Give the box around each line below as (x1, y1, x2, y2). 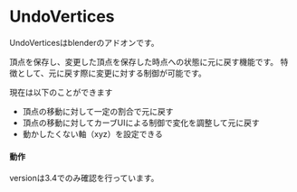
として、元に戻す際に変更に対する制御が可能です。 (16, 68, 206, 78)
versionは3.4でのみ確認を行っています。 (9, 173, 159, 184)
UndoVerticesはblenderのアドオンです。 (9, 37, 160, 48)
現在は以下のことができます (9, 87, 113, 97)
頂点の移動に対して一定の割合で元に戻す (22, 105, 174, 116)
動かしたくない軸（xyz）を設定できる (22, 128, 163, 139)
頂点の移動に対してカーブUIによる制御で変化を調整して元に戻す (22, 117, 260, 128)
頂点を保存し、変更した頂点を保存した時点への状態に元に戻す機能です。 (9, 56, 279, 67)
